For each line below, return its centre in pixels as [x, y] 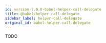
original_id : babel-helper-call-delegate [48, 23]
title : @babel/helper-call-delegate [42, 14]
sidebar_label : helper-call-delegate [43, 18]
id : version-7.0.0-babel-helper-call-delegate [53, 9]
